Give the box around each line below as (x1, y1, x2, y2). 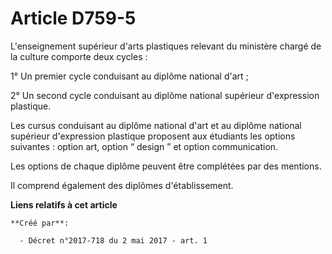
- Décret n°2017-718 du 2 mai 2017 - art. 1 (19, 235, 208, 246)
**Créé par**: (10, 218, 70, 228)
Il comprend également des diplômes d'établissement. (10, 179, 234, 191)
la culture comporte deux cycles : (10, 50, 148, 62)
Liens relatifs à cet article (10, 198, 118, 211)
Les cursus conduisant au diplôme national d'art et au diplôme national (10, 119, 302, 131)
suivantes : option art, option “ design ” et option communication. (10, 140, 279, 152)
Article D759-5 (10, 7, 137, 30)
